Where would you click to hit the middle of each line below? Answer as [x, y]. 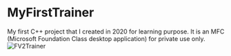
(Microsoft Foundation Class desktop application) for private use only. [106, 38]
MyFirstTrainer [51, 13]
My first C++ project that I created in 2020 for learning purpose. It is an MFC [116, 31]
